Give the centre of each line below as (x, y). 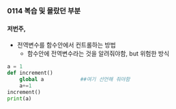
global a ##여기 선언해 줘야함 (75, 79)
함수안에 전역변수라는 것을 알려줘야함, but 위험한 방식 (98, 53)
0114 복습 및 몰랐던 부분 (44, 10)
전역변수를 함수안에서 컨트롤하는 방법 (66, 45)
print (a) (19, 98)
